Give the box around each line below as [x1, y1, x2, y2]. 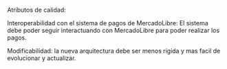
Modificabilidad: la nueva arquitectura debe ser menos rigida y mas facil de [7, 47, 221, 55]
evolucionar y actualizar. [7, 54, 76, 62]
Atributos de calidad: [7, 6, 67, 14]
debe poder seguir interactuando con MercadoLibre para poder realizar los [7, 27, 220, 34]
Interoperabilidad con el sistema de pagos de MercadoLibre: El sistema [7, 19, 208, 27]
